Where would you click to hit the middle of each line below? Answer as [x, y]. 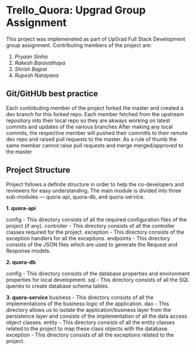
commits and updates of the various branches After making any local [89, 126]
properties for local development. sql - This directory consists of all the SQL [98, 280]
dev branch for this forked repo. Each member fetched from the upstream [95, 114]
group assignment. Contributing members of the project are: [79, 45]
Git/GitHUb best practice [52, 94]
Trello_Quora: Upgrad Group [76, 10]
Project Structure [38, 170]
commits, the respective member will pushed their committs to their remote [97, 133]
